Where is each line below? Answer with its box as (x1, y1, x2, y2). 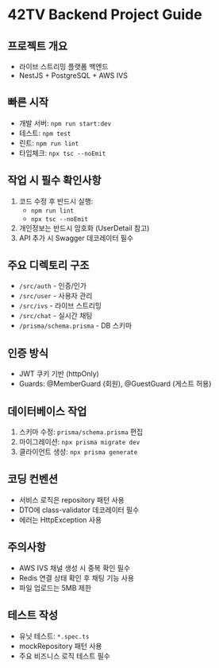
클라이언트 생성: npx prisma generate (18, 447, 138, 456)
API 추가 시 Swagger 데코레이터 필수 (18, 233, 134, 243)
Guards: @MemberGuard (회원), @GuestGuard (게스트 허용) (18, 379, 212, 389)
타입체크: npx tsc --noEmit (18, 148, 106, 157)
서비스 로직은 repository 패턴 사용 (18, 495, 125, 504)
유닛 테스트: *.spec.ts (18, 631, 90, 641)
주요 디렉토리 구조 (7, 258, 90, 272)
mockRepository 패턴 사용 (18, 641, 102, 651)
